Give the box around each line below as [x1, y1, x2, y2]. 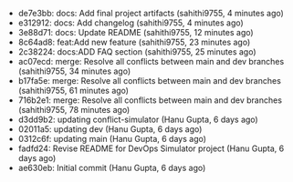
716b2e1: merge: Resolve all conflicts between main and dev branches [17, 95, 283, 106]
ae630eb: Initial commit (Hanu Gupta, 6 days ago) [17, 163, 206, 173]
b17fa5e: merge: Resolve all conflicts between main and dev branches [17, 76, 281, 86]
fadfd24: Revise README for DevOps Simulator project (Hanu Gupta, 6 [17, 143, 285, 154]
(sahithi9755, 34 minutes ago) [17, 66, 131, 76]
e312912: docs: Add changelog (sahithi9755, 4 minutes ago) [17, 17, 244, 28]
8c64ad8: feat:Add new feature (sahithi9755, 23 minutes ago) [17, 36, 251, 47]
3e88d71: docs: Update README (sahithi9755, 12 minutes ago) [17, 27, 254, 37]
